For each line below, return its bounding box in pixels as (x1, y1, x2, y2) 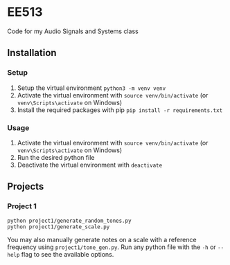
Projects (7, 181, 44, 192)
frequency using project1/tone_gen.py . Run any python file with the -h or (7, 243, 216, 251)
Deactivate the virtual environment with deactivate (17, 161, 163, 169)
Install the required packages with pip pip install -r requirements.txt (17, 105, 223, 114)
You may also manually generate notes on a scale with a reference (7, 235, 197, 244)
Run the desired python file (17, 153, 95, 161)
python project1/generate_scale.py (7, 223, 110, 230)
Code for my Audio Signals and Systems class (7, 27, 139, 35)
